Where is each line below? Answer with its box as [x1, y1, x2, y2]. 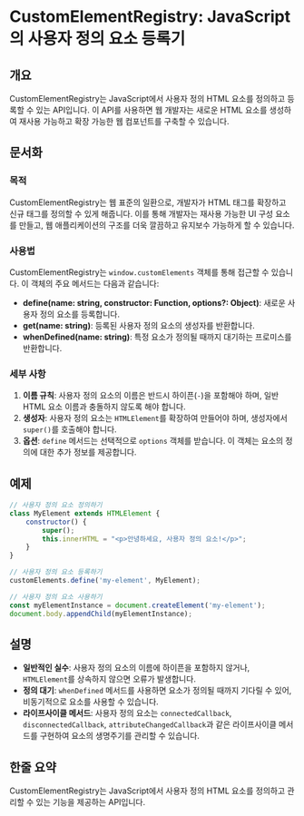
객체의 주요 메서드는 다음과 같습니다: [30, 278, 160, 289]
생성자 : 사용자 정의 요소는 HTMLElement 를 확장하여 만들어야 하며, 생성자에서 [22, 413, 288, 424]
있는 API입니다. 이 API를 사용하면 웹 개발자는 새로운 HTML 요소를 [35, 104, 268, 115]
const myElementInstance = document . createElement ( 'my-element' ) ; [9, 601, 266, 610]
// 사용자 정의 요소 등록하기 [9, 567, 103, 577]
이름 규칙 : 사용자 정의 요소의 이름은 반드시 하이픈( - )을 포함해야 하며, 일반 [22, 390, 279, 401]
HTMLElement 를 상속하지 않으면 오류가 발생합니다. [22, 673, 197, 684]
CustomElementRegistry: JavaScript [9, 6, 291, 27]
